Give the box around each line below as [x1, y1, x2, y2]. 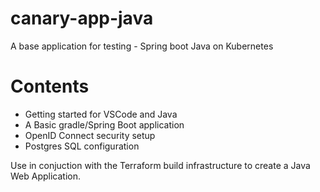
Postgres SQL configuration [24, 140, 140, 152]
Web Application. [10, 170, 82, 182]
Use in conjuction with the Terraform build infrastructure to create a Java [10, 159, 311, 171]
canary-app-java [10, 7, 154, 30]
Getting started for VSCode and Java [24, 108, 178, 120]
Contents [10, 75, 90, 98]
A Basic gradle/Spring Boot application [24, 118, 185, 131]
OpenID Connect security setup [24, 129, 156, 141]
